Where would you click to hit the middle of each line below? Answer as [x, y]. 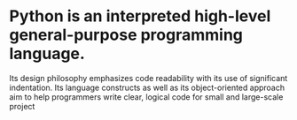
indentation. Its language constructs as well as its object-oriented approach [147, 87]
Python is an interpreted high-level [140, 16]
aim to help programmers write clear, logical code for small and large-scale [146, 97]
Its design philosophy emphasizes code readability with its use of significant [148, 78]
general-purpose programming [126, 35]
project [22, 106]
